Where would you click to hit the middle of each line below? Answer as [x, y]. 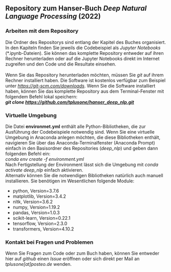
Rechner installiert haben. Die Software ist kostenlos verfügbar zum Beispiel [85, 80]
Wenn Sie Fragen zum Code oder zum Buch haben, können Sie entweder [82, 254]
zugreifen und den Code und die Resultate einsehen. [61, 64]
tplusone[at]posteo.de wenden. [38, 264]
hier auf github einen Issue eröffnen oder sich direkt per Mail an [72, 259]
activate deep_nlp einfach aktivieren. [44, 170]
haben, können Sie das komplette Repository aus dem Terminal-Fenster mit [85, 91]
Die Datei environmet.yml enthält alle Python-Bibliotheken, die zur [76, 126]
